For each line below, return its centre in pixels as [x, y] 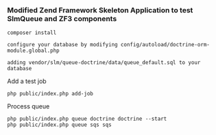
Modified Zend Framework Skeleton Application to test [100, 10]
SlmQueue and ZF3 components [62, 18]
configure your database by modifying [62, 45]
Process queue [28, 106]
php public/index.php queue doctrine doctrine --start [87, 119]
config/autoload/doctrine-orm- [165, 45]
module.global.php [33, 51]
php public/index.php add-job [50, 94]
